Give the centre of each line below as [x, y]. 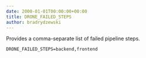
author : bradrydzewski [34, 22]
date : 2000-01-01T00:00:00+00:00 [47, 11]
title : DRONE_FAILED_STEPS [39, 17]
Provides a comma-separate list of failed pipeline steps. [73, 39]
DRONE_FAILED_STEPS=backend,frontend [52, 49]
